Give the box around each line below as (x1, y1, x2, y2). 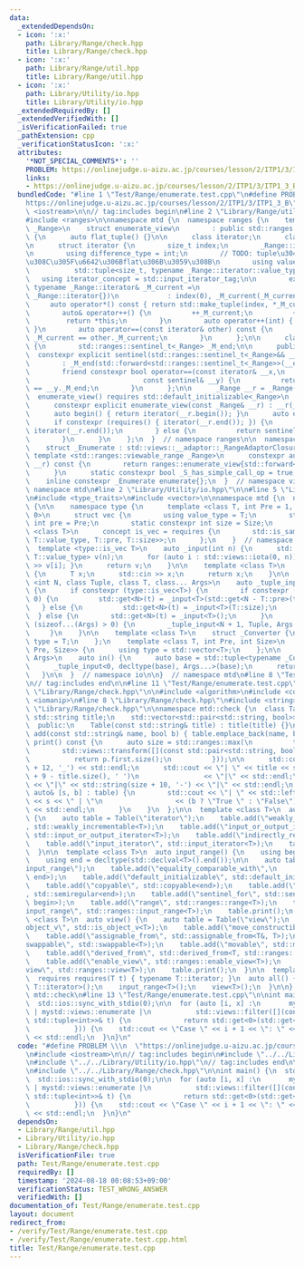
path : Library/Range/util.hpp (25, 64, 140, 73)
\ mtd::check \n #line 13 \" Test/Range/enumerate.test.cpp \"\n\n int (25, 991, 281, 1000)
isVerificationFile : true (17, 1151, 116, 1160)
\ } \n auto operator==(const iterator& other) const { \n (25, 325, 273, 334)
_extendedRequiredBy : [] (17, 106, 111, 115)
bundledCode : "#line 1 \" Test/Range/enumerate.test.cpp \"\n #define (17, 190, 278, 199)
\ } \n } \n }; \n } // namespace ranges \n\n (25, 434, 257, 444)
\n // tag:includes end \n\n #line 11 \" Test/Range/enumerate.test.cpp (25, 679, 290, 688)
